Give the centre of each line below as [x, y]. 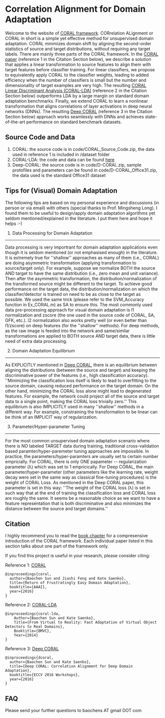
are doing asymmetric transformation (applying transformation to [71, 263]
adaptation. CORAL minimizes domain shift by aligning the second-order [78, 43]
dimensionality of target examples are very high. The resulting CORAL [76, 85]
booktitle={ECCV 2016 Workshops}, [45, 675]
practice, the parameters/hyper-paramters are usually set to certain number [82, 456]
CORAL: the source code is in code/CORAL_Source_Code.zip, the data [83, 149]
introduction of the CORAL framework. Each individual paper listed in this [79, 541]
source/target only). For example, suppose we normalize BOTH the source [80, 268]
